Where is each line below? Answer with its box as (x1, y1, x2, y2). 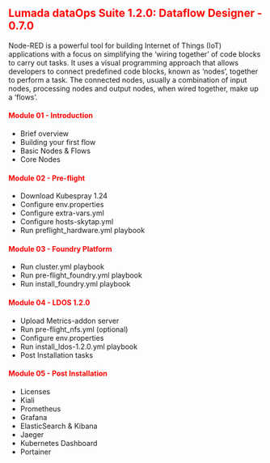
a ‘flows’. (8, 92, 38, 102)
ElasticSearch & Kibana (19, 421, 98, 431)
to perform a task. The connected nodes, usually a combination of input (8, 74, 247, 84)
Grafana (19, 412, 48, 422)
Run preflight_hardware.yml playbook (19, 226, 146, 236)
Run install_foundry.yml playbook (19, 279, 131, 289)
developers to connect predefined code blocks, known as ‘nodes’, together (8, 66, 259, 76)
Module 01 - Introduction (8, 111, 93, 121)
